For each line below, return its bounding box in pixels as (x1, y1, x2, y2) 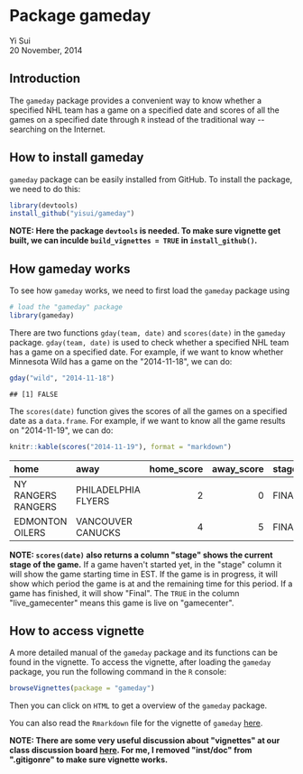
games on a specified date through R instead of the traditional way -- (9, 114, 265, 124)
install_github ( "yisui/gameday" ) (9, 209, 135, 218)
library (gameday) (9, 311, 75, 320)
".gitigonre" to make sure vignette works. (9, 754, 169, 765)
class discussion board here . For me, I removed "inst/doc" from (9, 745, 252, 756)
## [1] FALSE (9, 390, 59, 399)
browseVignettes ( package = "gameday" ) (9, 684, 155, 693)
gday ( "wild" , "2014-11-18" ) (9, 373, 115, 382)
